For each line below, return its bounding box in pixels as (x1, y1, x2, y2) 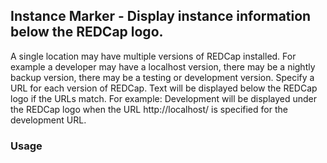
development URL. (10, 114, 87, 126)
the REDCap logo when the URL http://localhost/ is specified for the (10, 103, 288, 115)
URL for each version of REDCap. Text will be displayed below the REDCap (10, 82, 318, 94)
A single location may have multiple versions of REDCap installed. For (10, 50, 297, 62)
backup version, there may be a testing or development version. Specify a (10, 71, 315, 83)
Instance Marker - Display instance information (10, 8, 312, 25)
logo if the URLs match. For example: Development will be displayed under (10, 92, 318, 104)
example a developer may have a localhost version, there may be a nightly (10, 60, 316, 73)
